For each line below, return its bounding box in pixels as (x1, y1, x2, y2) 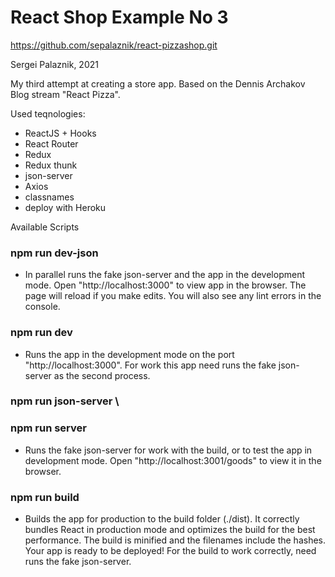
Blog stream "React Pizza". (10, 88, 121, 100)
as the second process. (53, 369, 151, 381)
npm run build (10, 490, 80, 504)
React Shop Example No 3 (10, 6, 229, 29)
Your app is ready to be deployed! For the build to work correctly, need (24, 545, 317, 557)
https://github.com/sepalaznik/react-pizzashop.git (10, 39, 218, 51)
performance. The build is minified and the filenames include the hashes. (24, 534, 327, 546)
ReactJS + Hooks (24, 127, 97, 139)
